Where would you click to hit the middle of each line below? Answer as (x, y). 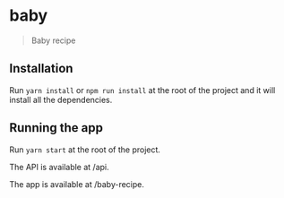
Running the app (56, 128)
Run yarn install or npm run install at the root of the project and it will (142, 90)
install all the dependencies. (61, 99)
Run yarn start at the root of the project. (85, 150)
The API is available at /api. (59, 167)
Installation (41, 69)
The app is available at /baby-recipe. (77, 184)
